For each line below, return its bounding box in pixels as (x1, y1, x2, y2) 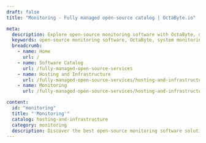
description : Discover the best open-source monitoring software (12, 128, 183, 134)
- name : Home (17, 48, 51, 55)
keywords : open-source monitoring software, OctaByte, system (12, 37, 174, 43)
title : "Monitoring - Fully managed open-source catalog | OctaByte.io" (6, 15, 196, 21)
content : (6, 99, 29, 106)
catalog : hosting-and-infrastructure (12, 116, 109, 122)
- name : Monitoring (17, 82, 67, 89)
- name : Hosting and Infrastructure (17, 71, 112, 77)
